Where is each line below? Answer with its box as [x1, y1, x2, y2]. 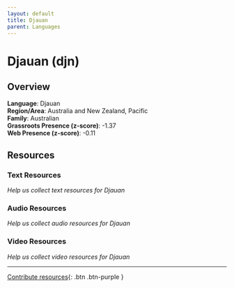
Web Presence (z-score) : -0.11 [7, 129, 96, 137]
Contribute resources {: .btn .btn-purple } [7, 273, 124, 281]
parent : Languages [7, 23, 61, 30]
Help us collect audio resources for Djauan [7, 219, 131, 227]
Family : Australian [7, 114, 59, 123]
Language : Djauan [7, 99, 61, 108]
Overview [7, 81, 51, 93]
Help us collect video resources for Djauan [7, 252, 130, 261]
